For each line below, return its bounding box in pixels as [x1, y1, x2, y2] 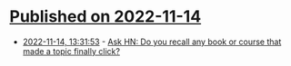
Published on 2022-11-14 [9, 6, 202, 27]
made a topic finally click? [22, 45, 121, 56]
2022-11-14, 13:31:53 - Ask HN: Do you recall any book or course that [22, 36, 282, 47]
